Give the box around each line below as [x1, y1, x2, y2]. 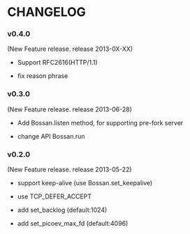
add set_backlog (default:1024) [17, 206, 108, 214]
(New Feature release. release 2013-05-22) [7, 165, 132, 174]
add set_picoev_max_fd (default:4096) [17, 219, 129, 228]
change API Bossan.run [17, 132, 85, 140]
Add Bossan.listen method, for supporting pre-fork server [17, 118, 184, 127]
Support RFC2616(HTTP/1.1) [17, 58, 98, 67]
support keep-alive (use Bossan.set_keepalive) [17, 179, 153, 187]
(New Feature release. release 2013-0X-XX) [7, 45, 133, 53]
